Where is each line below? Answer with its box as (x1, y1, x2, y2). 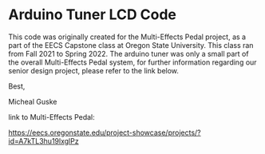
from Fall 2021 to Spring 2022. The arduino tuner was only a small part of (8, 49, 249, 58)
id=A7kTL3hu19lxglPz (8, 136, 79, 145)
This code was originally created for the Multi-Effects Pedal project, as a (8, 32, 246, 41)
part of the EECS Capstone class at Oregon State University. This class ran (8, 40, 254, 49)
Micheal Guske (8, 97, 57, 106)
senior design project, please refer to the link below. (8, 65, 180, 75)
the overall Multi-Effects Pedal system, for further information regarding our (8, 57, 257, 67)
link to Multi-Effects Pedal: (8, 112, 96, 121)
